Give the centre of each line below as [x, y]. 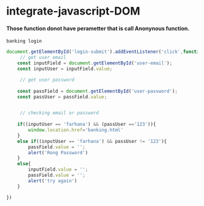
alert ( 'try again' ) [53, 180]
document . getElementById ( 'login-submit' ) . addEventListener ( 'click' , [95, 52]
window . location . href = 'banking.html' [76, 130]
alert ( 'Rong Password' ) [58, 153]
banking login [24, 41]
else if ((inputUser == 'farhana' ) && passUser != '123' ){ [92, 141]
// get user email [43, 58]
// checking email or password [59, 113]
